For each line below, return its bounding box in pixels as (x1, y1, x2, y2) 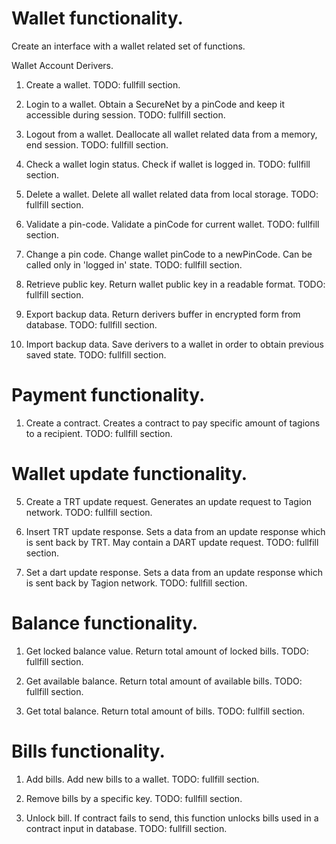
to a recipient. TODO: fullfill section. (25, 427, 173, 439)
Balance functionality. (11, 612, 199, 634)
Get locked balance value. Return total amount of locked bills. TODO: (25, 645, 309, 657)
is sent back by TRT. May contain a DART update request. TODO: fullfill (25, 536, 319, 548)
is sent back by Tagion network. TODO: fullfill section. (25, 577, 248, 589)
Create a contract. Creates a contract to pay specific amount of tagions (25, 417, 321, 429)
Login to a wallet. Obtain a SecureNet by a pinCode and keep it (25, 98, 285, 110)
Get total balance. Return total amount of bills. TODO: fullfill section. (25, 705, 306, 717)
